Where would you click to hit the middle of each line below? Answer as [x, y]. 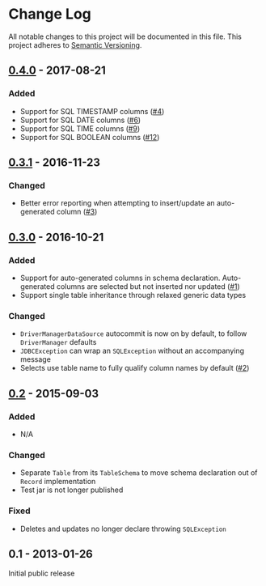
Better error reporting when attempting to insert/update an [118, 203]
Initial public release [42, 573]
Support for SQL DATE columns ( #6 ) [80, 120]
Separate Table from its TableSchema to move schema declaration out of [139, 473]
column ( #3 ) [77, 212]
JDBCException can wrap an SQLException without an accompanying [132, 351]
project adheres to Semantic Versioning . [75, 45]
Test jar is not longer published [72, 490]
